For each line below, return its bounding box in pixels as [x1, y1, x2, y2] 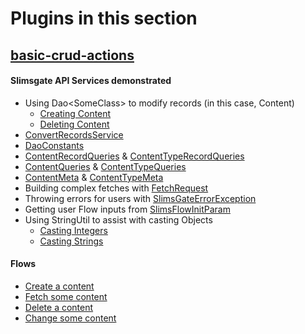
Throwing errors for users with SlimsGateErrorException [24, 192, 257, 204]
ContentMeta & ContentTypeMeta [24, 171, 164, 183]
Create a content [24, 280, 95, 292]
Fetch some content [24, 290, 108, 302]
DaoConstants [24, 139, 85, 151]
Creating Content [39, 107, 112, 119]
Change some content [24, 312, 117, 324]
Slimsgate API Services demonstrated [10, 75, 172, 87]
